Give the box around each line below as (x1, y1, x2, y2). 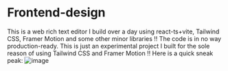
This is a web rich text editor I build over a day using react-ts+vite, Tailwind (7, 27, 220, 35)
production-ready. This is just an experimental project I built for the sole (7, 42, 210, 50)
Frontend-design (7, 5, 106, 20)
